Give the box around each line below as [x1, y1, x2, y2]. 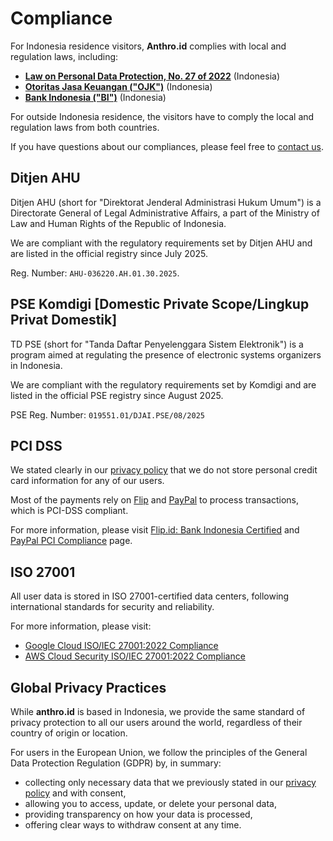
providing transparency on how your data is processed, [24, 808, 253, 820]
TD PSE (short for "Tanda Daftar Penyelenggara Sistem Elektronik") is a [10, 338, 304, 350]
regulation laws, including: [10, 50, 119, 62]
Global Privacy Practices [10, 679, 167, 696]
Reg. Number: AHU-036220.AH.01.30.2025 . [10, 267, 180, 279]
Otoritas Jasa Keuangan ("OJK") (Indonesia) [24, 80, 213, 92]
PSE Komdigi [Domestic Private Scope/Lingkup [10, 296, 310, 313]
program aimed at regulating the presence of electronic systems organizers [10, 348, 322, 361]
